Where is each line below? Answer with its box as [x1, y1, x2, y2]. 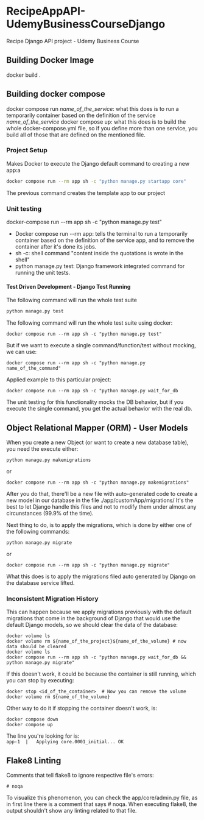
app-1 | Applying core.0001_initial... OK [6, 739, 124, 745]
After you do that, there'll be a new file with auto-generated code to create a [6, 490, 198, 497]
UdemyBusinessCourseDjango [6, 17, 166, 31]
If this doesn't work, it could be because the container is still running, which [6, 670, 197, 677]
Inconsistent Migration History [6, 594, 99, 603]
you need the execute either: [6, 445, 79, 452]
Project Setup [6, 146, 47, 155]
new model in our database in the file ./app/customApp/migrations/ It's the [6, 497, 194, 504]
